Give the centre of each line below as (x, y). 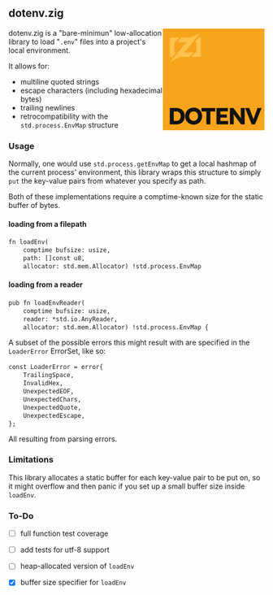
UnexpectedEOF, (49, 391)
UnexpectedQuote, (52, 407)
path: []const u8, (54, 258)
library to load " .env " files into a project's (77, 41)
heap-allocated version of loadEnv (77, 566)
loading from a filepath (48, 224)
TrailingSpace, (49, 375)
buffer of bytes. (35, 206)
